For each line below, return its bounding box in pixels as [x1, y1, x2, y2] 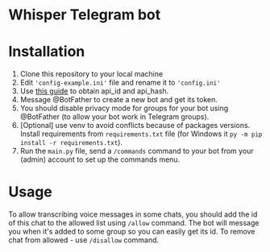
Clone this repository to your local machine [19, 69, 164, 79]
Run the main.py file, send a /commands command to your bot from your [19, 147, 254, 156]
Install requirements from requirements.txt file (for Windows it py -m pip [19, 129, 263, 138]
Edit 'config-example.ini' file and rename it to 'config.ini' [19, 78, 221, 88]
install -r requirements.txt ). [19, 138, 123, 147]
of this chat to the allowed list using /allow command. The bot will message [8, 218, 260, 228]
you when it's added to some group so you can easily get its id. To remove [8, 227, 255, 237]
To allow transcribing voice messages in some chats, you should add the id [8, 209, 258, 219]
